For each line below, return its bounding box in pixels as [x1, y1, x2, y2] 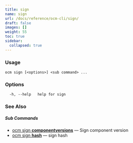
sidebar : [5, 39, 23, 43]
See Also [5, 103, 27, 110]
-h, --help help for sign [9, 92, 66, 97]
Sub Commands [5, 115, 38, 121]
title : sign [5, 7, 29, 12]
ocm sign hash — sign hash [12, 132, 68, 138]
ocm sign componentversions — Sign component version [12, 128, 129, 133]
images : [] [5, 25, 27, 30]
